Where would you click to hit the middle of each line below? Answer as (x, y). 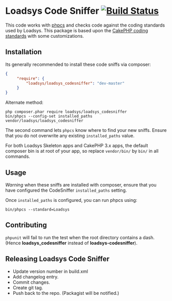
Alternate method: (24, 103)
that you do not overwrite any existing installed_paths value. (70, 136)
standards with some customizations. (45, 36)
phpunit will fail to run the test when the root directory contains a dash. (80, 237)
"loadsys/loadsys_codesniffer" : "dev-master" (75, 83)
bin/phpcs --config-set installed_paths (49, 117)
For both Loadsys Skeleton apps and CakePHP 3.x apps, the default (77, 146)
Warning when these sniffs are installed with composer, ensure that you (81, 184)
